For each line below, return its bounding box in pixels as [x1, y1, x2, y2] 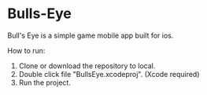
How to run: [7, 46, 46, 55]
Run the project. [18, 78, 72, 87]
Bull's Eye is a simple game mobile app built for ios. [7, 31, 174, 40]
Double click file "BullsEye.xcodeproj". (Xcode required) [18, 69, 200, 79]
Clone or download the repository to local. [18, 60, 156, 71]
